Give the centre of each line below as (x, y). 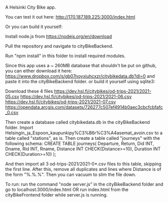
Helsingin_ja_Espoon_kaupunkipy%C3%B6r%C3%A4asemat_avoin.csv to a (84, 133)
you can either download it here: (39, 71)
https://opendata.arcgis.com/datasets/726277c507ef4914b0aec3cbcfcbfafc (84, 107)
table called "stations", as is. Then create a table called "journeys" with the (82, 138)
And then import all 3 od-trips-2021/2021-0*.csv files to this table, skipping (83, 164)
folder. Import (19, 128)
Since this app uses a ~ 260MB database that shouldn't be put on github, (81, 65)
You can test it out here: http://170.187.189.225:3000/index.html (70, 17)
